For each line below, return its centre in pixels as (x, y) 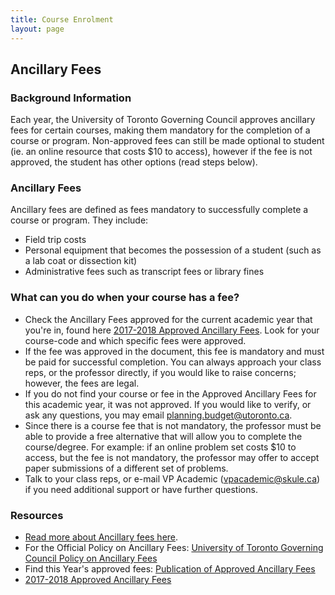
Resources (37, 515)
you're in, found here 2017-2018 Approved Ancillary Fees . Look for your (172, 330)
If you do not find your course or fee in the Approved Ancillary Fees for (170, 393)
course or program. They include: (79, 220)
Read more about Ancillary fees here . (101, 537)
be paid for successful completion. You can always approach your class (173, 362)
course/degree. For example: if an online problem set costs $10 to (160, 447)
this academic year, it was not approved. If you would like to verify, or (168, 404)
